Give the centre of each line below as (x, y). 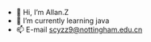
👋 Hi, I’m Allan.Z (42, 12)
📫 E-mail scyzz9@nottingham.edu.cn (79, 29)
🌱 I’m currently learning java (63, 21)
